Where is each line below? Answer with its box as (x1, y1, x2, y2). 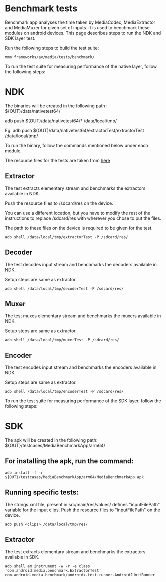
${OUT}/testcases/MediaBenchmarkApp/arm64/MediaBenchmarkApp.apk (5, 474, 144, 480)
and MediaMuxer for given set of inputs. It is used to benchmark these (5, 24, 150, 30)
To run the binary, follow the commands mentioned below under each (5, 142, 148, 148)
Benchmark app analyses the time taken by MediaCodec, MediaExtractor (5, 19, 156, 25)
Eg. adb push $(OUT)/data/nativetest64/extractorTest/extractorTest (5, 127, 144, 133)
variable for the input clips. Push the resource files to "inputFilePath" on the (5, 507, 161, 513)
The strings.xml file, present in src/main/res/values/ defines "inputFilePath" (5, 501, 160, 507)
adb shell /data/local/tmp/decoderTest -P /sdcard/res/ (5, 286, 124, 291)
